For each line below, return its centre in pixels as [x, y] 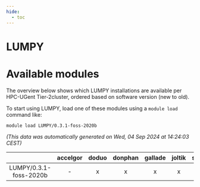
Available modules [53, 74]
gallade [155, 157]
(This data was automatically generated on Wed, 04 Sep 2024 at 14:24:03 [98, 136]
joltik [179, 157]
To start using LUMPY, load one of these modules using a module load [92, 108]
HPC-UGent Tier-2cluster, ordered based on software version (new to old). [98, 96]
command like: [24, 114]
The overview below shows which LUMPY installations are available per [94, 91]
